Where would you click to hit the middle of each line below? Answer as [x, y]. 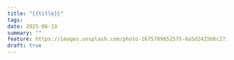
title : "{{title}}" [36, 13]
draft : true [24, 46]
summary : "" [24, 33]
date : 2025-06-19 [32, 26]
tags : [15, 20]
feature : [20, 39]
